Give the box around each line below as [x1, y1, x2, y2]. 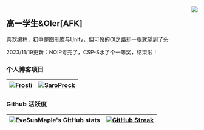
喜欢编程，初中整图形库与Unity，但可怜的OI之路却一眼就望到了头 [6, 36, 169, 43]
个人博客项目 [6, 65, 44, 73]
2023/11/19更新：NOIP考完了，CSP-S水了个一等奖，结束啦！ [6, 48, 158, 56]
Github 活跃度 [6, 100, 47, 108]
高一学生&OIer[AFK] [6, 18, 83, 29]
